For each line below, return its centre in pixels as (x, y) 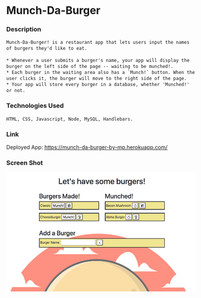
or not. (16, 91)
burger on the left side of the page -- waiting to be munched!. (90, 67)
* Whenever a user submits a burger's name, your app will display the (98, 61)
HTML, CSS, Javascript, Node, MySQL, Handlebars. (70, 119)
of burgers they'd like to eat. (47, 49)
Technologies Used (35, 106)
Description (24, 29)
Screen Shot (25, 163)
